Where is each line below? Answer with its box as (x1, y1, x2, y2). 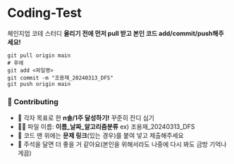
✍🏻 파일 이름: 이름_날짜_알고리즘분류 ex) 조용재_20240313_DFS (17, 122, 195, 131)
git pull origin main (7, 51, 71, 59)
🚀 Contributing (7, 96, 58, 106)
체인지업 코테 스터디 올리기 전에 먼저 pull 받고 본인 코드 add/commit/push (7, 29, 213, 37)
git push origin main (7, 80, 71, 87)
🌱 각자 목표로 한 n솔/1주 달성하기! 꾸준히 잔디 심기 (17, 114, 155, 122)
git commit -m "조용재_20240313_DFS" (7, 74, 114, 82)
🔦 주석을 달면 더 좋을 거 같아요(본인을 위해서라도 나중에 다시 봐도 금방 (17, 140, 208, 149)
